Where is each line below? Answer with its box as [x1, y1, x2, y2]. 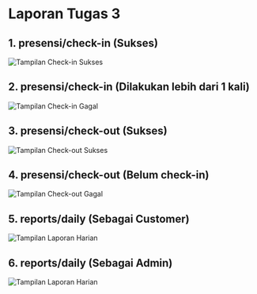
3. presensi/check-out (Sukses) [8, 124, 168, 138]
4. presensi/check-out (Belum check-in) [8, 168, 210, 182]
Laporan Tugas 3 [8, 5, 121, 23]
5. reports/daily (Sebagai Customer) [8, 212, 190, 226]
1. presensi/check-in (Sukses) [8, 36, 158, 50]
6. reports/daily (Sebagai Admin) [8, 256, 173, 269]
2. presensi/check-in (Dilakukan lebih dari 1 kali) [8, 80, 251, 94]
